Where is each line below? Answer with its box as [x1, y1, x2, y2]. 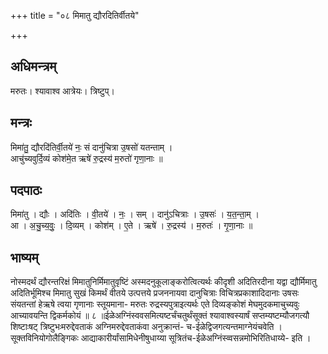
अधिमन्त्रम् [10, 58, 57, 75]
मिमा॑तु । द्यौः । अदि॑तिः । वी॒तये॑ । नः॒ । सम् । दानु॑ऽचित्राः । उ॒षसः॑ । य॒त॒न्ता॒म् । [10, 208, 260, 220]
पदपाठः [10, 182, 43, 199]
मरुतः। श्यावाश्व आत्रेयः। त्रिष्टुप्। [10, 85, 115, 97]
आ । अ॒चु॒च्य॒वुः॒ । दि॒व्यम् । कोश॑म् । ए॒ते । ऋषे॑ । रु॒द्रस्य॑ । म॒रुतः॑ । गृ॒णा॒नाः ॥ [10, 220, 253, 232]
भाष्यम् [10, 249, 39, 266]
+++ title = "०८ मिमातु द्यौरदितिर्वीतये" [10, 10, 140, 21]
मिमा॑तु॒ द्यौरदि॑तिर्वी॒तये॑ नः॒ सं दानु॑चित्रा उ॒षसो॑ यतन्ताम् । [10, 141, 173, 153]
